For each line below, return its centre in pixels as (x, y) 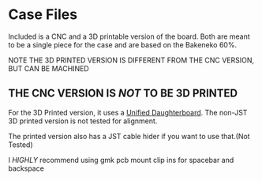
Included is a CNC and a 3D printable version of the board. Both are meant (129, 36)
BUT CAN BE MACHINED (49, 68)
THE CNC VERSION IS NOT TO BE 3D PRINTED (123, 94)
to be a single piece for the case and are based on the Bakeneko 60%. (123, 44)
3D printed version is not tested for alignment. (83, 121)
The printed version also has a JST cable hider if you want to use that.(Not (129, 136)
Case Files (43, 15)
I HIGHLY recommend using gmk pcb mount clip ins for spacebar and (121, 160)
